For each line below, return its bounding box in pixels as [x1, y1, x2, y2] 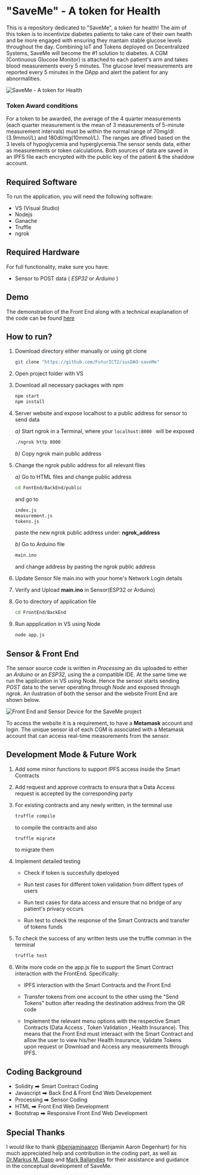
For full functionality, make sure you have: [6, 263, 109, 270]
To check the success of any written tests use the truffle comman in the [14, 935, 192, 942]
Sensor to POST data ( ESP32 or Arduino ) [14, 274, 119, 282]
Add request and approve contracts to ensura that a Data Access [14, 783, 175, 791]
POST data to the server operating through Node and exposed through [6, 683, 180, 691]
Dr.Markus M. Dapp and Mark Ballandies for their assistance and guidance [6, 1156, 189, 1163]
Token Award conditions [6, 101, 78, 110]
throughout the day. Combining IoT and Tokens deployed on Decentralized [6, 43, 189, 50]
